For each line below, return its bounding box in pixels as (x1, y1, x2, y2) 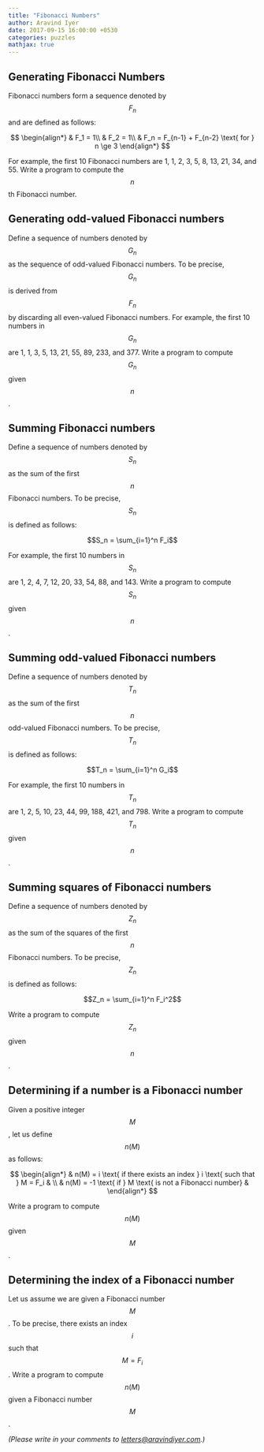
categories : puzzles (8, 33, 76, 42)
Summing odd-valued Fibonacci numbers (8, 651, 217, 665)
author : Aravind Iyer (8, 19, 80, 27)
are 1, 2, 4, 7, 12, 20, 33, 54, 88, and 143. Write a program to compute (8, 577, 232, 586)
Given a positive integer (8, 1104, 85, 1114)
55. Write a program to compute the (8, 165, 125, 174)
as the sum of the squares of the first (8, 928, 128, 938)
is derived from (8, 286, 58, 296)
